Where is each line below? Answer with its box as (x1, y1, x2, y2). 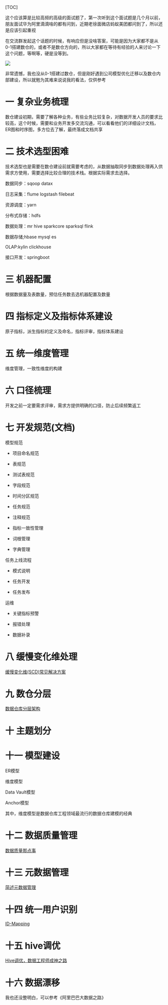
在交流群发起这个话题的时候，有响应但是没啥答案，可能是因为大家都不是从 (5, 38, 158, 44)
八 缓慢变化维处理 (5, 651, 77, 662)
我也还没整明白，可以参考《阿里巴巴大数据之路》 (5, 994, 106, 1000)
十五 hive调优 (5, 940, 61, 951)
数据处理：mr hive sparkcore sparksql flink (5, 223, 93, 229)
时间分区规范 (12, 492, 39, 499)
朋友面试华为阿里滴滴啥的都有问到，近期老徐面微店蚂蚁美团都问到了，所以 (5, 21, 158, 27)
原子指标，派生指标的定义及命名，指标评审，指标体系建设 (5, 328, 123, 334)
